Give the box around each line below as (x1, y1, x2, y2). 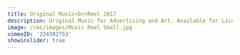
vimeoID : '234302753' (7, 30, 72, 38)
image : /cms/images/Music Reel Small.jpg (7, 24, 133, 31)
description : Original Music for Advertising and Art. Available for (7, 17, 219, 24)
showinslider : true (7, 37, 66, 44)
